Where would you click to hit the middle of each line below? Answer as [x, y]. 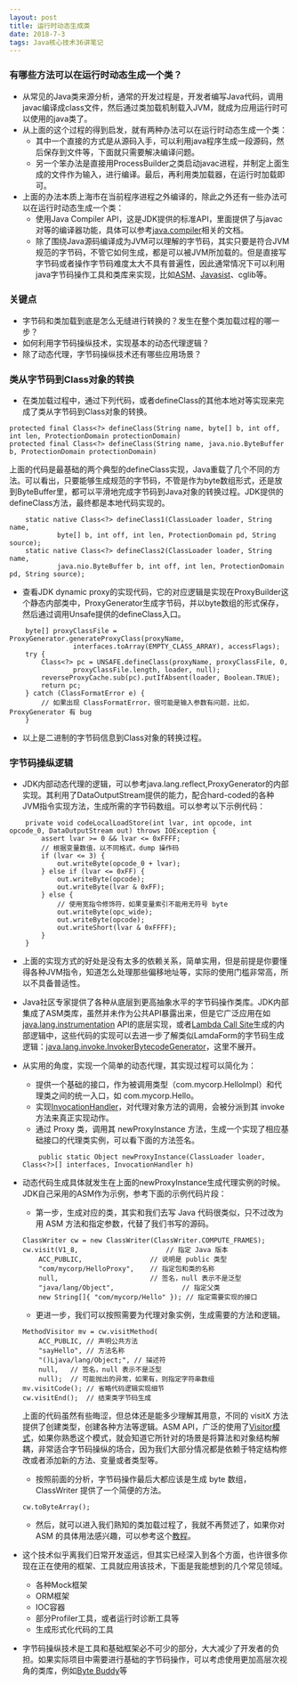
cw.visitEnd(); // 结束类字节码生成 [86, 1398]
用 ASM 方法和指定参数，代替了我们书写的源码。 [124, 1224]
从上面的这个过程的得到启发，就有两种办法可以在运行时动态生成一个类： [154, 129]
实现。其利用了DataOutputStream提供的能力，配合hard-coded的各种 [148, 795]
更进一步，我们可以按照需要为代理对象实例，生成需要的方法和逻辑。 [160, 1315]
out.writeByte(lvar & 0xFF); [111, 887]
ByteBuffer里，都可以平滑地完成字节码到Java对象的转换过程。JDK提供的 [150, 492]
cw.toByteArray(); [56, 1507]
